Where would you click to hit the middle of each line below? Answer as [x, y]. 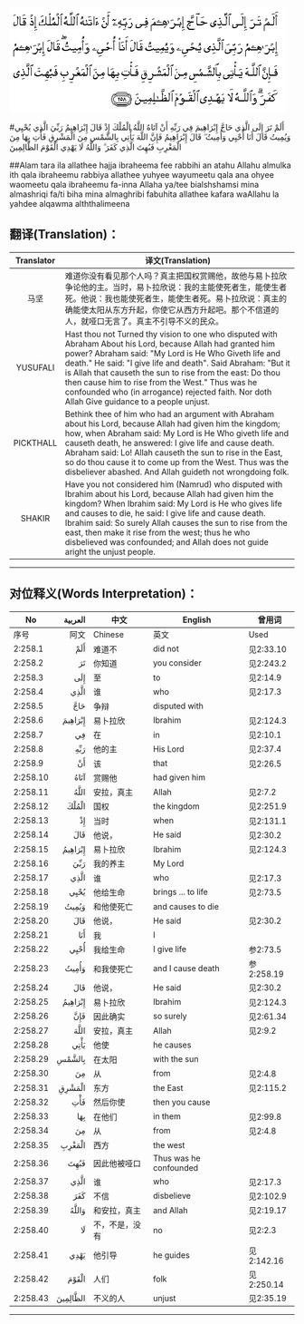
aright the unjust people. [110, 552]
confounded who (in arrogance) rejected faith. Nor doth [168, 392]
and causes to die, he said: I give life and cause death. [165, 513]
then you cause [182, 1102]
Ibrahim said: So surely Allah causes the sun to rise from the [176, 523]
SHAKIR [36, 518]
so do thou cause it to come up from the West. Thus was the [177, 462]
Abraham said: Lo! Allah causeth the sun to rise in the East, [174, 453]
